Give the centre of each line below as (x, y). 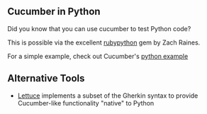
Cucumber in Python (54, 12)
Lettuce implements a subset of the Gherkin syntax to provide (108, 96)
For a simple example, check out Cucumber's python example (98, 56)
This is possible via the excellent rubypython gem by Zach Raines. (104, 42)
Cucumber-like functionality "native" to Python (86, 103)
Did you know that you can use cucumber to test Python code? (99, 28)
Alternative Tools (46, 78)
